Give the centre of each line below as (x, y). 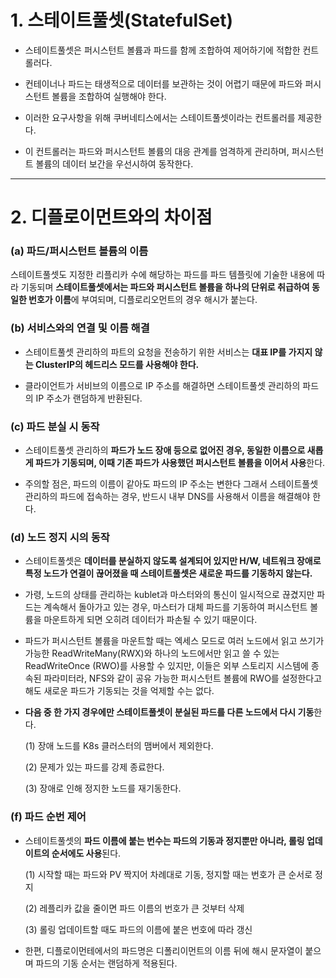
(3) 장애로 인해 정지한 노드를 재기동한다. (103, 788)
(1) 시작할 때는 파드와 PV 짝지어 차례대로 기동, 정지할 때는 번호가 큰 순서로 (168, 874)
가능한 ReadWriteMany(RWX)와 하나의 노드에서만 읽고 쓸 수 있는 (152, 653)
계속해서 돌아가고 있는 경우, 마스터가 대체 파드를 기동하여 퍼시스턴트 (175, 607)
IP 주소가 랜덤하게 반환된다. (89, 398)
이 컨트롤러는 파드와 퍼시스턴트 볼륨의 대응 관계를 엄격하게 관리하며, (157, 151)
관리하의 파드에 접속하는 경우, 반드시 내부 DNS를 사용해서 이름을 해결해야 (167, 497)
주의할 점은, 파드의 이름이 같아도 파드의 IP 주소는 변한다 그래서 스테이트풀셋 (171, 484)
